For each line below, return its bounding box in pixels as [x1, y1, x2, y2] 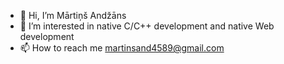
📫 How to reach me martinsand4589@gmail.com [19, 42, 225, 54]
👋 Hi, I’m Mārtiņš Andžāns [19, 10, 127, 21]
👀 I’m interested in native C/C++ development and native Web [19, 20, 275, 32]
